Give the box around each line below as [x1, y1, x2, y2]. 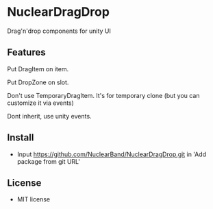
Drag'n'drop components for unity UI [7, 27, 112, 35]
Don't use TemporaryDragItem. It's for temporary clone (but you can [7, 91, 200, 99]
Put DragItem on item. [7, 64, 69, 73]
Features [7, 47, 46, 58]
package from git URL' [16, 157, 81, 165]
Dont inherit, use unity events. [7, 112, 92, 120]
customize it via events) [7, 99, 74, 107]
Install [7, 132, 34, 144]
